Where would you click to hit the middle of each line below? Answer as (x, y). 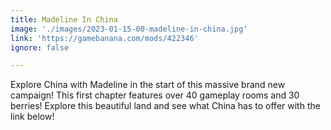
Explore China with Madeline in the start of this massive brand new (148, 85)
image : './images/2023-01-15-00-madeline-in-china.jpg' (129, 29)
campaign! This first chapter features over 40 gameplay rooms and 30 (155, 95)
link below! (32, 117)
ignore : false (40, 47)
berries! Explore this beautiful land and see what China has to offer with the (165, 106)
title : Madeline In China (64, 19)
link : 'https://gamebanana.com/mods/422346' (104, 38)
